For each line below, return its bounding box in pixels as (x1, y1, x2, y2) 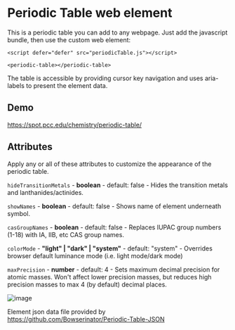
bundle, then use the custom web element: (7, 35, 131, 44)
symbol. (7, 209, 30, 217)
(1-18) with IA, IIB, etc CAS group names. (7, 230, 125, 239)
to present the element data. (25, 81, 108, 89)
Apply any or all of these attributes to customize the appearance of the (7, 160, 212, 168)
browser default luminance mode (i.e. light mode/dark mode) (7, 251, 184, 260)
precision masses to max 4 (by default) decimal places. (7, 280, 167, 288)
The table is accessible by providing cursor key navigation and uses (7, 74, 203, 82)
